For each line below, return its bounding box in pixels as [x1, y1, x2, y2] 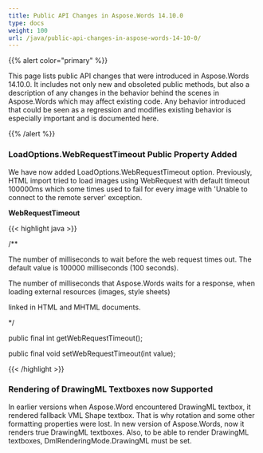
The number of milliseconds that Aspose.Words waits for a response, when [8, 278, 256, 288]
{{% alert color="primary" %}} [8, 56, 108, 65]
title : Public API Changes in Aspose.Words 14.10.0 [8, 11, 183, 20]
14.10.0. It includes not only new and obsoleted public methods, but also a [8, 80, 249, 89]
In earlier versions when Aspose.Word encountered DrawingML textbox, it [8, 402, 251, 412]
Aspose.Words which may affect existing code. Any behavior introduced [8, 97, 245, 106]
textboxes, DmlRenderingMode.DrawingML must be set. [8, 435, 193, 445]
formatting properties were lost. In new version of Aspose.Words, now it [8, 419, 245, 428]
